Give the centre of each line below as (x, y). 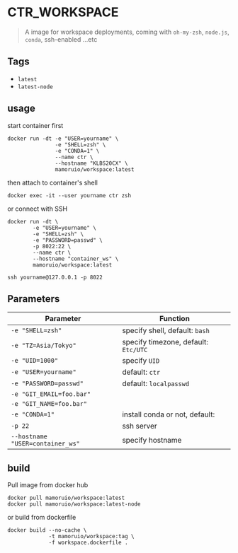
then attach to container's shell (52, 182)
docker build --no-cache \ (47, 530)
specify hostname (152, 441)
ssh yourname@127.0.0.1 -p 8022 (55, 277)
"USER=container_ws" (45, 444)
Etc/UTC (135, 350)
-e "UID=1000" (35, 361)
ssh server (140, 426)
